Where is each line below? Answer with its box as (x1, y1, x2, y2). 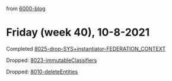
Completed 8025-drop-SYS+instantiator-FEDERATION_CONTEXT (6, 45, 166, 52)
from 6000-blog (6, 5, 46, 12)
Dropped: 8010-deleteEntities (6, 68, 78, 75)
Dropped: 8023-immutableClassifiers (6, 56, 97, 64)
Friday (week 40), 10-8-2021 (6, 26, 150, 39)
